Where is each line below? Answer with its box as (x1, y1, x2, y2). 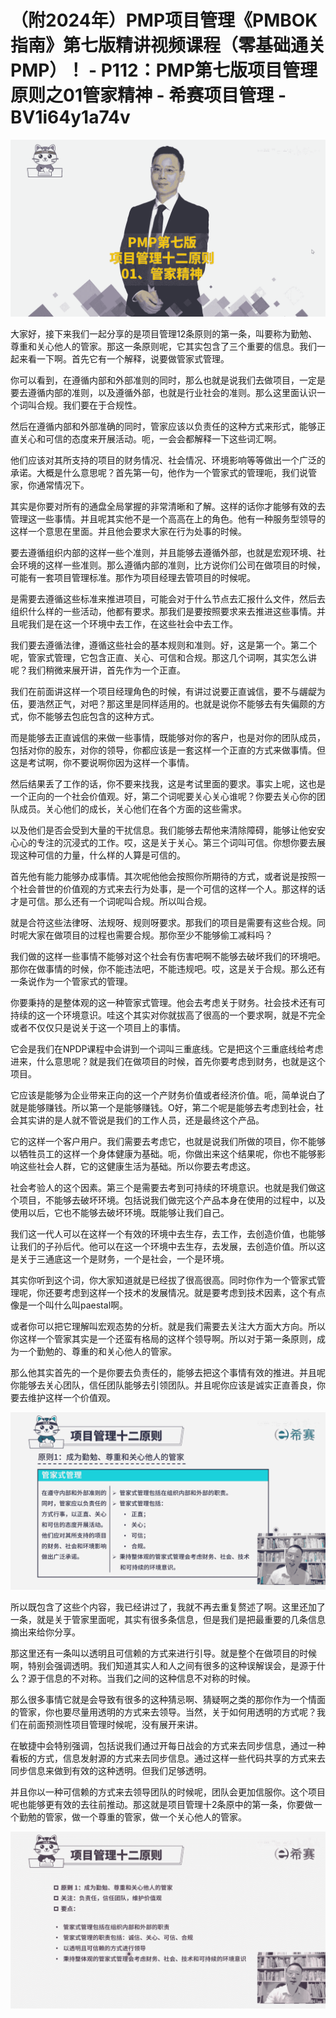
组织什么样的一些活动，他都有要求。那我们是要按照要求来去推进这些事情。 (10, 606, 317, 618)
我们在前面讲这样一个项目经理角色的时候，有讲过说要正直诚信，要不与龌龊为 (10, 686, 326, 698)
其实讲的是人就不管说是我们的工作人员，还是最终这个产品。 (18, 1114, 265, 1126)
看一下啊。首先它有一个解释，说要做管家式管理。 (27, 353, 230, 365)
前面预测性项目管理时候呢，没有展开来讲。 (27, 1718, 203, 1730)
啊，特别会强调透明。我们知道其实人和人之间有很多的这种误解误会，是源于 (10, 1659, 317, 1671)
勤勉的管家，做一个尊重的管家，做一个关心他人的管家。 (18, 1811, 247, 1823)
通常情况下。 (36, 479, 90, 491)
